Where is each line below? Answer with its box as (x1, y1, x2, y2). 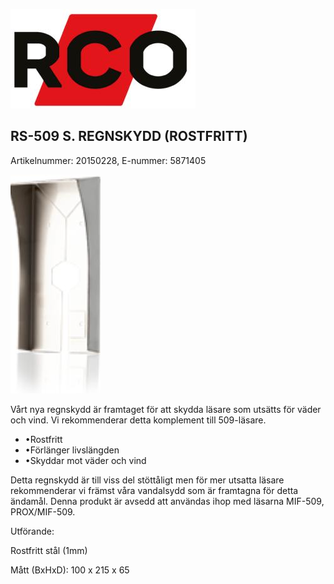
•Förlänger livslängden (24, 444, 120, 456)
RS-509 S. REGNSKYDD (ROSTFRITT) (10, 128, 248, 145)
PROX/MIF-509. (10, 505, 76, 518)
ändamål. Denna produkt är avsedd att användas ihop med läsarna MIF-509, (10, 495, 325, 507)
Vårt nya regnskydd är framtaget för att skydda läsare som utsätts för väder (10, 403, 322, 415)
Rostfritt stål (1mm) (10, 544, 88, 556)
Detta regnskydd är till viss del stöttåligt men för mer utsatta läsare (10, 474, 285, 486)
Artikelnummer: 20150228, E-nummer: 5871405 (10, 154, 207, 166)
